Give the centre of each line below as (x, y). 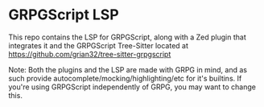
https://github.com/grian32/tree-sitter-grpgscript (90, 54)
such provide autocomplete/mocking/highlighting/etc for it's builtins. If (125, 78)
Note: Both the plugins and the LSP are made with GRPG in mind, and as (128, 69)
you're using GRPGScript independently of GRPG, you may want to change (132, 87)
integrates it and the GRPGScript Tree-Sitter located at (99, 45)
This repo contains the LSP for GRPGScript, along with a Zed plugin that (128, 37)
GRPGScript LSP (64, 15)
